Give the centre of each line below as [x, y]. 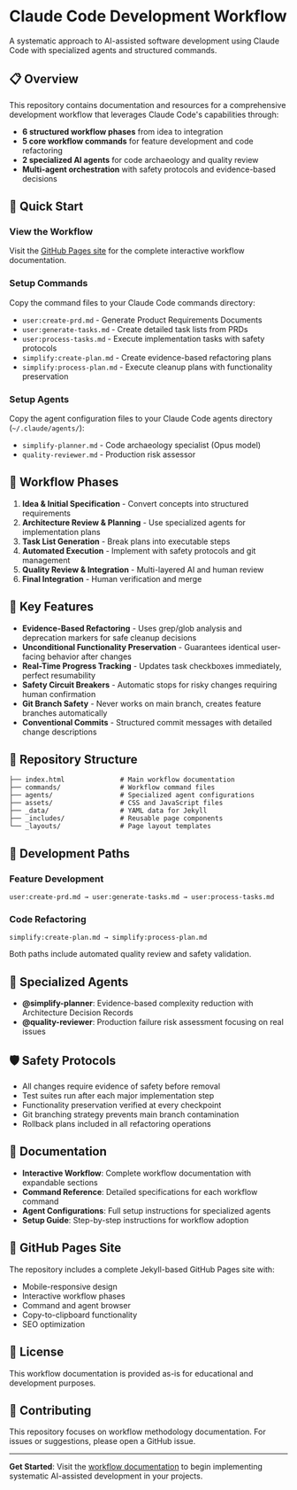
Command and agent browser [76, 1305]
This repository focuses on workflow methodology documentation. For [138, 1432]
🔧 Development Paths [70, 854]
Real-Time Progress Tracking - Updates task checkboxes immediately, [152, 665]
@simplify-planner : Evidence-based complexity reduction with [137, 1004]
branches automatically [65, 713]
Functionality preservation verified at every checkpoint [122, 1106]
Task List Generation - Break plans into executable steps [126, 541]
